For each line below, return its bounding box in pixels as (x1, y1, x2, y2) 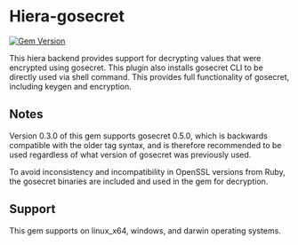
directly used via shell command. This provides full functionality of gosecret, (9, 71, 290, 82)
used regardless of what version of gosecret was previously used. (9, 149, 252, 160)
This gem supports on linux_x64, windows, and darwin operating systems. (9, 225, 282, 236)
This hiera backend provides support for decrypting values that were (9, 52, 262, 63)
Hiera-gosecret (9, 6, 125, 27)
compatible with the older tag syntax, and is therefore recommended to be (9, 139, 282, 150)
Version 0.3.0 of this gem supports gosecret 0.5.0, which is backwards (9, 130, 269, 141)
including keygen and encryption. (9, 81, 132, 91)
